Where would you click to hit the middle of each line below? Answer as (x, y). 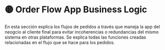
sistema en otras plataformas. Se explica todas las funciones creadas (76, 37)
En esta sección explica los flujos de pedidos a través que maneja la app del (82, 26)
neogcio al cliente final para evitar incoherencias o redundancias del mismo (82, 32)
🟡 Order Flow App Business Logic (76, 10)
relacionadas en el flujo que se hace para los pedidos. (60, 42)
